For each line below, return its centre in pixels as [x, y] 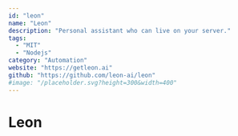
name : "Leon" [30, 23]
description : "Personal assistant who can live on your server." [119, 30]
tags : [17, 38]
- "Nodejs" [34, 53]
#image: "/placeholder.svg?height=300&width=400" [93, 82]
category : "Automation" [48, 61]
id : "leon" [26, 16]
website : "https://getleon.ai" [61, 68]
